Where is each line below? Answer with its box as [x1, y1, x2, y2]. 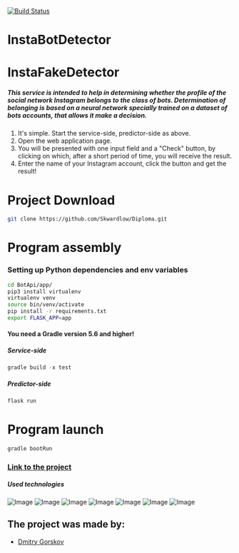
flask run [7, 397, 37, 405]
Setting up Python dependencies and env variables [7, 265, 188, 275]
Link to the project [7, 462, 72, 472]
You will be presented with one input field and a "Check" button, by [17, 144, 216, 153]
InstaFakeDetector [7, 64, 120, 81]
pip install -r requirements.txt [7, 308, 107, 315]
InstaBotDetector [7, 32, 112, 48]
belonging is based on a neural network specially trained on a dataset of [7, 103, 228, 112]
